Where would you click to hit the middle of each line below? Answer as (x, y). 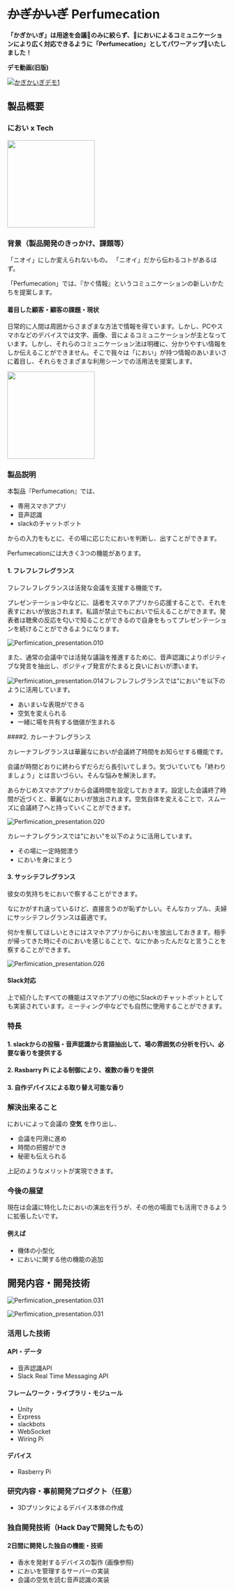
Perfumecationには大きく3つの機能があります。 (76, 553)
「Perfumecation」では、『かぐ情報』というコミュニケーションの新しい (109, 283)
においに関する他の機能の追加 (60, 1259)
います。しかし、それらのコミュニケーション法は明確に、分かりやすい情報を (117, 344)
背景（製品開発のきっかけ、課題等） (68, 243)
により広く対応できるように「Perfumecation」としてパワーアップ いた (117, 43)
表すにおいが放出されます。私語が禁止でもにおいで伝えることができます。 (114, 611)
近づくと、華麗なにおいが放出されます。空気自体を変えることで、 (114, 799)
